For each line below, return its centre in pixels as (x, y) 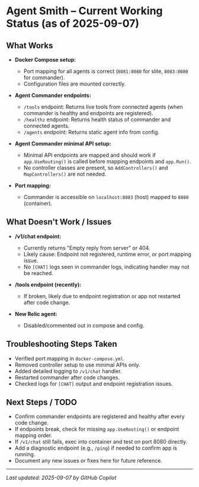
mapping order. (33, 435)
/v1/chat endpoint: (38, 236)
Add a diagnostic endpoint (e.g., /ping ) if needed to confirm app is (96, 448)
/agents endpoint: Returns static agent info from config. (92, 132)
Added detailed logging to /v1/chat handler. (68, 371)
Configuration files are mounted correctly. (75, 84)
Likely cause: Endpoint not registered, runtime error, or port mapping (107, 254)
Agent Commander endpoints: (53, 95)
